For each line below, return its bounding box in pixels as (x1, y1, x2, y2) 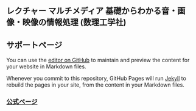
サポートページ (6, 40, 63, 50)
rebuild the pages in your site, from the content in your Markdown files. (6, 81, 184, 88)
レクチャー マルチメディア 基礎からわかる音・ (6, 5, 178, 16)
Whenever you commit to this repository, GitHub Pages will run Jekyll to (6, 75, 187, 82)
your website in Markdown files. (6, 63, 86, 70)
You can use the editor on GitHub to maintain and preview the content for (6, 57, 190, 64)
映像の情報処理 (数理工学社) (22, 17, 127, 27)
